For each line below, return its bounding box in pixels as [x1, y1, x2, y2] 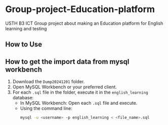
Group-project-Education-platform [5, 4, 155, 15]
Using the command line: [20, 105, 72, 111]
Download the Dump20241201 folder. [12, 79, 85, 85]
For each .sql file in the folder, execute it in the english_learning [12, 89, 148, 95]
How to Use [5, 40, 43, 49]
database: [12, 95, 34, 101]
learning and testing [5, 25, 47, 31]
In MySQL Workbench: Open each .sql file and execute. [20, 100, 138, 106]
